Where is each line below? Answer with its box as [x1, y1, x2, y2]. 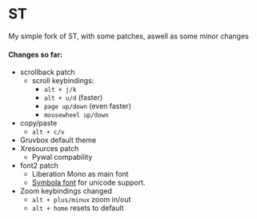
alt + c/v [31, 129, 66, 137]
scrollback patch [19, 67, 75, 77]
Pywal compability [31, 153, 93, 162]
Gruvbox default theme [19, 135, 97, 145]
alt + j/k [43, 86, 77, 94]
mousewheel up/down [43, 111, 110, 120]
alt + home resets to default [31, 203, 124, 213]
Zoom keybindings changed [19, 186, 112, 196]
